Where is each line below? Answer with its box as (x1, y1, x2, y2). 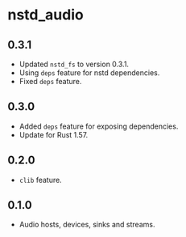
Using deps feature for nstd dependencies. (19, 68, 160, 78)
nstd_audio (7, 6, 84, 24)
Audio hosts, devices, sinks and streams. (19, 220, 155, 230)
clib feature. (19, 175, 62, 184)
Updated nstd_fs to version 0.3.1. (19, 59, 130, 69)
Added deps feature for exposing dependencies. (19, 121, 179, 131)
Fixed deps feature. (19, 77, 82, 86)
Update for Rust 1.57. (19, 129, 89, 139)
